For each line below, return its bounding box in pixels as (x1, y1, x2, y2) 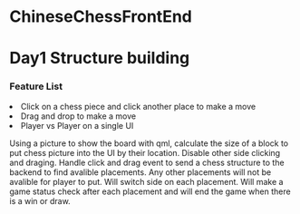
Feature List (9, 80, 63, 92)
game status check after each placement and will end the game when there (9, 186, 292, 197)
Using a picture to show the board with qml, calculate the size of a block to (9, 138, 288, 149)
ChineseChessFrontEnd (9, 6, 193, 27)
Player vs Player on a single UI (21, 120, 134, 131)
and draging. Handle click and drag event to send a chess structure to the (9, 157, 285, 168)
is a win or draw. (9, 195, 71, 206)
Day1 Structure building (9, 48, 190, 69)
